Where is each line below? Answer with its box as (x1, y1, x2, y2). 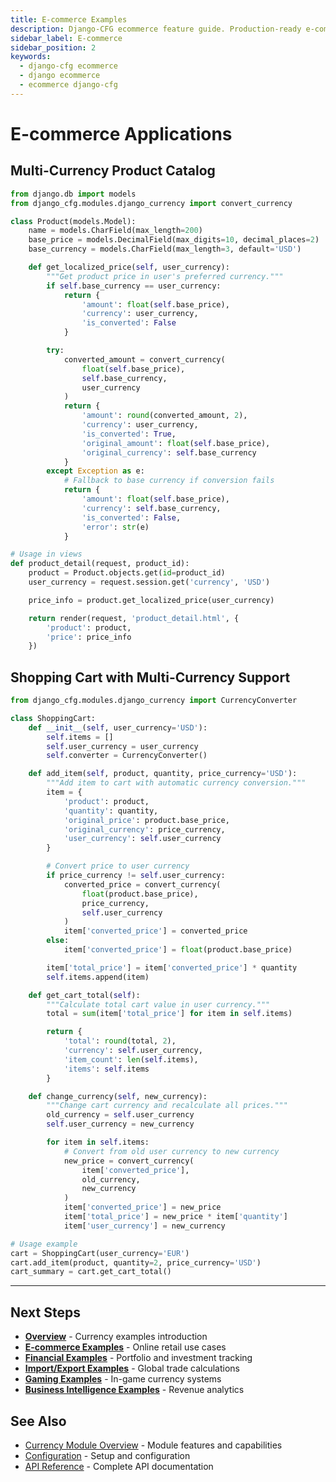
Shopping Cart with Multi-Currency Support (10, 669, 291, 686)
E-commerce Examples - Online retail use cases (24, 1341, 227, 1353)
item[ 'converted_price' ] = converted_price (63, 926, 248, 936)
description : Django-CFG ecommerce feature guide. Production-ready (10, 24, 302, 34)
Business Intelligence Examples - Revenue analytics (24, 1384, 245, 1396)
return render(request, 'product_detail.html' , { (28, 613, 240, 623)
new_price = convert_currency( (63, 1156, 195, 1166)
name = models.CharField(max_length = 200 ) (28, 226, 203, 236)
